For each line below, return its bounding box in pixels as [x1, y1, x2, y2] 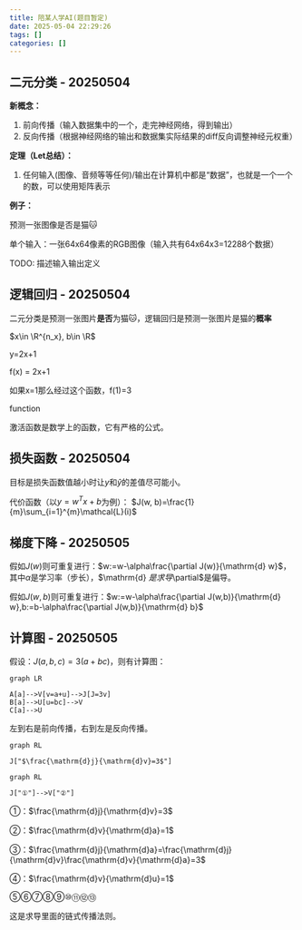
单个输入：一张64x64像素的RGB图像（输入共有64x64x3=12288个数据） [9, 239, 279, 250]
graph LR [9, 673, 43, 683]
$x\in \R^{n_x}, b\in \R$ [9, 330, 96, 341]
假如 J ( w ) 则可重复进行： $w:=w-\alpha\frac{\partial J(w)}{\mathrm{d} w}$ [9, 561, 284, 572]
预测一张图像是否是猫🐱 [9, 220, 98, 230]
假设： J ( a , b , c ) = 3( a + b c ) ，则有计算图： [9, 655, 166, 667]
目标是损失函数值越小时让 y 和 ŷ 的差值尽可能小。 [9, 476, 186, 487]
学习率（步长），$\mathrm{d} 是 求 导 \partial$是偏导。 [38, 573, 236, 583]
